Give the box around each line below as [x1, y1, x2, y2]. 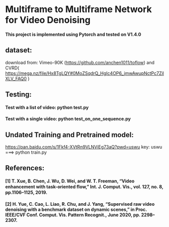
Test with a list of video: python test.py [5, 104, 89, 110]
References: [5, 164, 44, 172]
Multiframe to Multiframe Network [5, 4, 152, 15]
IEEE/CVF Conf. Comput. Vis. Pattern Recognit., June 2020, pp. [5, 211, 140, 218]
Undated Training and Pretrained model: [5, 130, 134, 139]
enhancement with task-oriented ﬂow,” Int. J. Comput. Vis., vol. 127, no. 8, [5, 184, 163, 190]
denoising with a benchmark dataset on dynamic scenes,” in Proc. [5, 206, 147, 212]
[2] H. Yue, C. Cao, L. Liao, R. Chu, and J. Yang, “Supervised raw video [5, 201, 155, 207]
